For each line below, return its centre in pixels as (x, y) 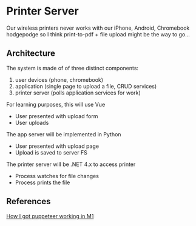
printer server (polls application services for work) (78, 93)
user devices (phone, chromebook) (59, 79)
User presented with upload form (56, 116)
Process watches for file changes (57, 176)
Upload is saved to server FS (51, 152)
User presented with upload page (57, 146)
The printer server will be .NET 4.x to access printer (71, 164)
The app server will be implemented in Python (64, 134)
